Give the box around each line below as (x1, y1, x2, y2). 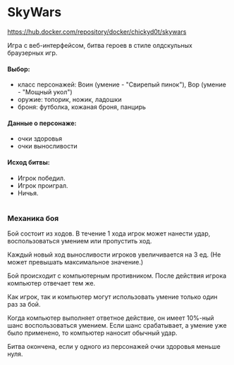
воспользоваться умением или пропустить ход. (7, 237, 152, 245)
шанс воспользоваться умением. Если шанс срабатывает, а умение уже (7, 321, 227, 330)
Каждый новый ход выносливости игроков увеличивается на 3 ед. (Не (7, 250, 221, 259)
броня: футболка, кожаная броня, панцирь (17, 103, 147, 111)
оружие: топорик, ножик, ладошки (17, 96, 122, 104)
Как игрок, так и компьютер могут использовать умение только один (7, 293, 218, 301)
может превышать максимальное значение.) (7, 258, 144, 267)
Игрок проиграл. (17, 181, 68, 190)
